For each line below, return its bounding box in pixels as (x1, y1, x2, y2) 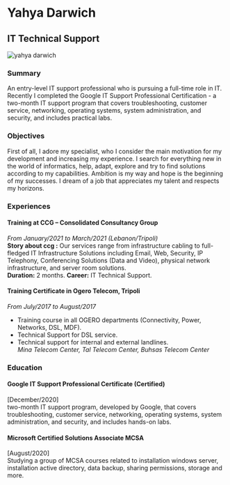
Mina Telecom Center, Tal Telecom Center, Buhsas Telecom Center (17, 345, 210, 353)
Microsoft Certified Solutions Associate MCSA (7, 434, 145, 442)
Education (7, 363, 43, 372)
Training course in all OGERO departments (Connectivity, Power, (17, 315, 202, 324)
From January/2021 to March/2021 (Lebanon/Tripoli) (7, 234, 158, 242)
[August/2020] (7, 449, 50, 457)
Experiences (7, 201, 51, 211)
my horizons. (7, 184, 44, 192)
